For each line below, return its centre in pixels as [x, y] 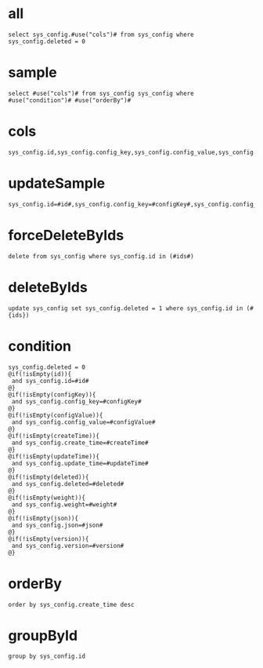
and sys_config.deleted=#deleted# [68, 484]
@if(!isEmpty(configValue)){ [56, 415]
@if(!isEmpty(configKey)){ [52, 394]
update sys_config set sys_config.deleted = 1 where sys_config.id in [126, 308]
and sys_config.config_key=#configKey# [77, 401]
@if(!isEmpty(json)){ [43, 518]
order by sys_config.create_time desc [71, 604]
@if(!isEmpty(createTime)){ [54, 436]
